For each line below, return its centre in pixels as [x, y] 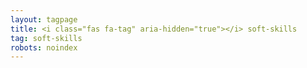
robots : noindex [44, 47]
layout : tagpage [44, 19]
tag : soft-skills [46, 38]
